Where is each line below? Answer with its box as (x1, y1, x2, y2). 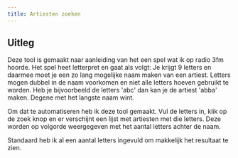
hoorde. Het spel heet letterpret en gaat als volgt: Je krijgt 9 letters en (7, 63, 212, 72)
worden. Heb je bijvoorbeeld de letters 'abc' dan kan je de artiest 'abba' (7, 86, 218, 95)
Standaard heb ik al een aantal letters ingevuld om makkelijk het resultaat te (7, 136, 229, 144)
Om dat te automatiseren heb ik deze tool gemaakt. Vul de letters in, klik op (7, 107, 227, 116)
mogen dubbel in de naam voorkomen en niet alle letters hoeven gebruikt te (7, 78, 229, 87)
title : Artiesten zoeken (7, 10, 81, 18)
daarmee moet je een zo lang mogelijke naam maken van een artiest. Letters (7, 70, 231, 79)
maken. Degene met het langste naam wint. (7, 93, 135, 102)
